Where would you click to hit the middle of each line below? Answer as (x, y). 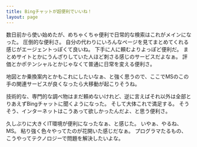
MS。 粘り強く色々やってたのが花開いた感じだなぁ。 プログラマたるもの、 (96, 131)
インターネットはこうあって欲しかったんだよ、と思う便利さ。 (96, 111)
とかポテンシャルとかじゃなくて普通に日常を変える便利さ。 (83, 64)
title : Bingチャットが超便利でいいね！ (49, 11)
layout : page (22, 17)
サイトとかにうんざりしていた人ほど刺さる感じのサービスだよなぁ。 (98, 56)
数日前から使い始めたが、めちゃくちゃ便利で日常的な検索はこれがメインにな (99, 34)
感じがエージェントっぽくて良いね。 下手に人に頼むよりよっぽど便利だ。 (94, 49)
